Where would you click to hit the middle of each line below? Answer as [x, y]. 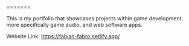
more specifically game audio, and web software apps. [75, 25]
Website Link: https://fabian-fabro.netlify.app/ [63, 36]
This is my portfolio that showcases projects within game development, [95, 18]
